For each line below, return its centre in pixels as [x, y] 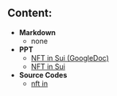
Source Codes [43, 74]
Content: [30, 13]
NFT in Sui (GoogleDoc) [70, 58]
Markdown [37, 32]
